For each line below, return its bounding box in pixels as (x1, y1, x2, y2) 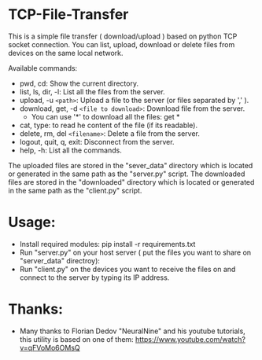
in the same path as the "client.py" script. (8, 186, 142, 195)
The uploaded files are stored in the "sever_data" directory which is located (8, 160, 253, 170)
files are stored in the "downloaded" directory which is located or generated (8, 177, 255, 186)
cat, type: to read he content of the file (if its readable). (19, 120, 198, 130)
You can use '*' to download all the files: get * (31, 112, 180, 121)
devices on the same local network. (8, 48, 124, 57)
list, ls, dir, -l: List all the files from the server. (19, 86, 165, 96)
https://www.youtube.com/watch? (135, 334, 246, 343)
